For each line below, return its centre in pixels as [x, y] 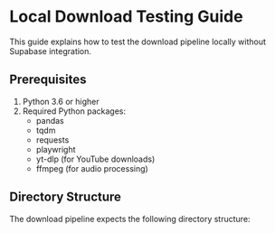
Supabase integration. [51, 51]
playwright [56, 149]
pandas [50, 120]
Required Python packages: [74, 111]
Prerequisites [48, 80]
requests [52, 140]
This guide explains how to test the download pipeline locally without [138, 42]
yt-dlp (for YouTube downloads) [95, 159]
